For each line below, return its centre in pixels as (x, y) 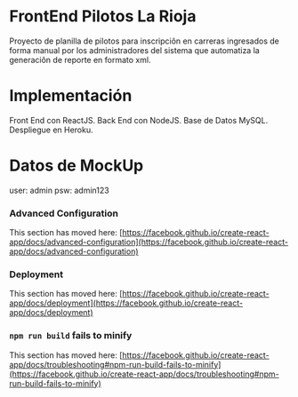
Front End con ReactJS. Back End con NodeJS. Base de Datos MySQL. (139, 120)
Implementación (71, 96)
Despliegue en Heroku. (51, 130)
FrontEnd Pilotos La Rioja (103, 16)
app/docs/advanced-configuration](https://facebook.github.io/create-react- (149, 242)
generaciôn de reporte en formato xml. (80, 60)
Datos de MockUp (77, 166)
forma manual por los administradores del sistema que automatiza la (134, 50)
